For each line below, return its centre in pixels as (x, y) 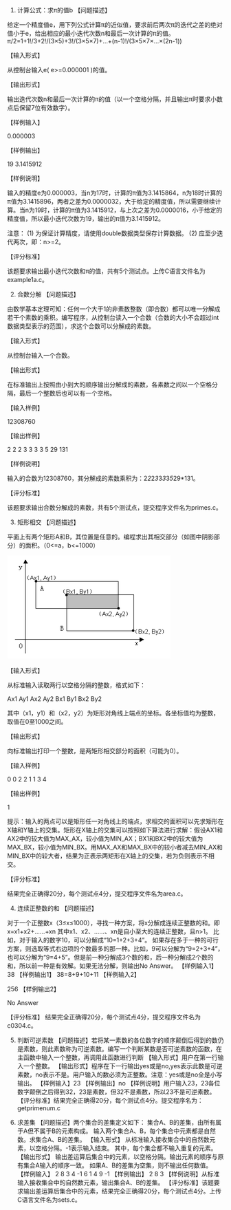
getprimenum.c (38, 1108)
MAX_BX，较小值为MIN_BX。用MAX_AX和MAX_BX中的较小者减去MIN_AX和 (115, 847)
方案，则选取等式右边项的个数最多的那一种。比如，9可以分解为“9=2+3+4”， (115, 949)
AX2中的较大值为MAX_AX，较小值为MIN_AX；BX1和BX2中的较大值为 (105, 839)
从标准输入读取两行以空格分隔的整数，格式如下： (76, 685)
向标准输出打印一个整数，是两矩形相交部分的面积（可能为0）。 (95, 751)
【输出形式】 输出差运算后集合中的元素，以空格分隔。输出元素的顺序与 (117, 1157)
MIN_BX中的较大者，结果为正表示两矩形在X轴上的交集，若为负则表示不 (108, 856)
